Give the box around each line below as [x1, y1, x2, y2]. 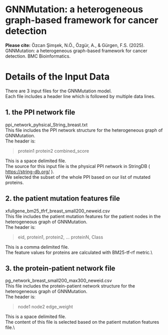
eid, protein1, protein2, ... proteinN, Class [17, 234, 103, 240]
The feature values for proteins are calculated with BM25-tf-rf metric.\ [5, 249, 153, 255]
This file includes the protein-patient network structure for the [5, 283, 135, 289]
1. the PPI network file [5, 108, 75, 117]
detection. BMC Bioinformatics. [5, 53, 71, 59]
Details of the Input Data [5, 71, 110, 83]
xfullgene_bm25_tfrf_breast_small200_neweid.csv [5, 208, 110, 214]
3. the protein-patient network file [5, 264, 116, 273]
